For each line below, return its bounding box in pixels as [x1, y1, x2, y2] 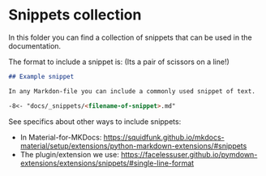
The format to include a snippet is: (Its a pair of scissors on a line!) [8, 57, 230, 67]
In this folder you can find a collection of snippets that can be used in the [8, 32, 253, 42]
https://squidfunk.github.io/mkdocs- [103, 132, 225, 142]
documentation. [8, 41, 62, 50]
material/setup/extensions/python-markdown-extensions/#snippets [19, 140, 247, 151]
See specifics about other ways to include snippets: [8, 116, 182, 127]
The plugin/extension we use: [19, 149, 119, 159]
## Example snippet [8, 72, 75, 80]
